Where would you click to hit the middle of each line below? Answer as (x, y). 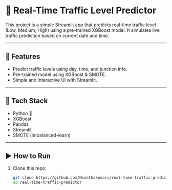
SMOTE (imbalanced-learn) (41, 135)
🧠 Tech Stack (27, 101)
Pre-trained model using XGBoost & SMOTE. (59, 74)
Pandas (21, 124)
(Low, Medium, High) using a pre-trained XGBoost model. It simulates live (83, 30)
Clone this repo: (29, 168)
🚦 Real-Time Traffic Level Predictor (81, 11)
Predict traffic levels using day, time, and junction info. (70, 69)
